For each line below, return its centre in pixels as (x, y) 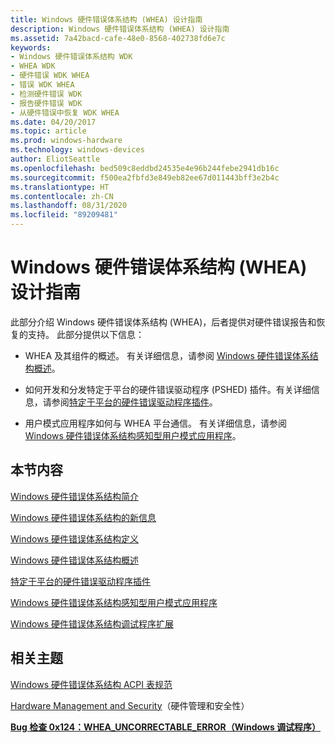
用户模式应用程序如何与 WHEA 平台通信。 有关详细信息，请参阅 (155, 423)
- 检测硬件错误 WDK (46, 94)
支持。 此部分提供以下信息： (86, 334)
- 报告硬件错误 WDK (46, 103)
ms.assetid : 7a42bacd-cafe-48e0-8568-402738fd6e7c (118, 38)
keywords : (31, 47)
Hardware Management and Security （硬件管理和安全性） (130, 705)
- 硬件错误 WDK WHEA (50, 76)
